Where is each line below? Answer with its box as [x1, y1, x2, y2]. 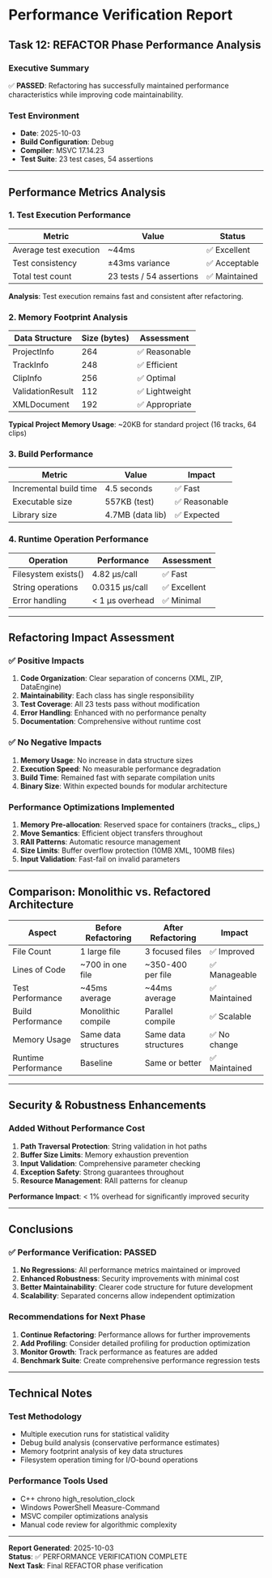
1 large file [79, 946, 121, 957]
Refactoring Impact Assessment [8, 631, 175, 645]
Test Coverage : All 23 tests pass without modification [19, 699, 200, 709]
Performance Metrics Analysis [8, 185, 166, 199]
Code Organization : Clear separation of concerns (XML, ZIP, [19, 674, 223, 683]
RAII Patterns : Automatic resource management [19, 837, 181, 847]
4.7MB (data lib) [104, 509, 168, 520]
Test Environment [8, 109, 79, 121]
